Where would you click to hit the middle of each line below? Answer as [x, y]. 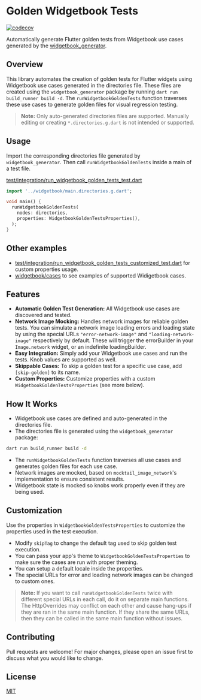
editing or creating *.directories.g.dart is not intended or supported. [107, 122]
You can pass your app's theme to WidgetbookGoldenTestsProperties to [102, 556]
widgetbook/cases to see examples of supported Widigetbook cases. [100, 275]
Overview [25, 64]
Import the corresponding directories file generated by [73, 156]
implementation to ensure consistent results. [69, 479]
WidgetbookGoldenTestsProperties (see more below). [80, 385]
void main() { [24, 202]
